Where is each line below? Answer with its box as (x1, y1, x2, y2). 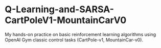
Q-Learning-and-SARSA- (5, 4, 114, 15)
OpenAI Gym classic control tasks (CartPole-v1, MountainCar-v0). (5, 37, 144, 43)
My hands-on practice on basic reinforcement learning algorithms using (5, 31, 156, 37)
